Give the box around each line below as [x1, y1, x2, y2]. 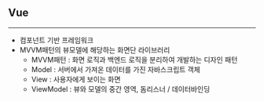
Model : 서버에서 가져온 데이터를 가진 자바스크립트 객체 [31, 64, 200, 74]
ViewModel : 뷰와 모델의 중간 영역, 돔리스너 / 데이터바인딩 [31, 84, 211, 93]
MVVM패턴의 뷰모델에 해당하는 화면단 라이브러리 [19, 45, 170, 54]
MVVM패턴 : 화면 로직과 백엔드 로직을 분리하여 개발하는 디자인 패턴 [31, 55, 238, 64]
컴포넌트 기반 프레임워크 [19, 35, 94, 45]
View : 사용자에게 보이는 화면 [31, 74, 121, 84]
